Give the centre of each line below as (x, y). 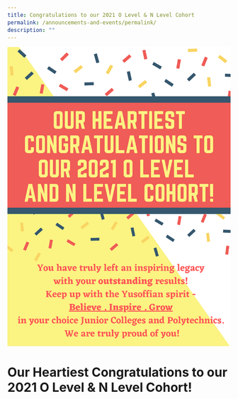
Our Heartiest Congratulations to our (118, 372)
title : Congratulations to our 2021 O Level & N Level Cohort (101, 15)
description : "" (31, 30)
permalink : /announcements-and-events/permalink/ (82, 22)
